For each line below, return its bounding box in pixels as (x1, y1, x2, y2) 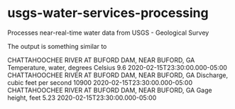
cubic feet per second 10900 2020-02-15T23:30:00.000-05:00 (7, 78, 193, 86)
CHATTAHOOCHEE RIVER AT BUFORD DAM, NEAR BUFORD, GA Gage (7, 86, 212, 94)
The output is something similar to (7, 42, 107, 50)
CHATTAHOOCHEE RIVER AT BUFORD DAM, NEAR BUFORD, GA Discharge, (7, 71, 229, 79)
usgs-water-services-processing (7, 5, 209, 21)
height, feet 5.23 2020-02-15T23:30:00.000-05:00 (7, 93, 157, 102)
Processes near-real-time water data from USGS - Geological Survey (7, 28, 209, 37)
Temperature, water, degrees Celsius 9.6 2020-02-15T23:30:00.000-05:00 (7, 63, 227, 71)
